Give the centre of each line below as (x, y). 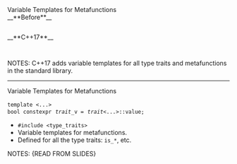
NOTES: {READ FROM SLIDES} (52, 154)
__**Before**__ (30, 17)
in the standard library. (40, 71)
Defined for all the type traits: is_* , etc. (74, 140)
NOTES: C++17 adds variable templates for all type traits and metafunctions (117, 63)
